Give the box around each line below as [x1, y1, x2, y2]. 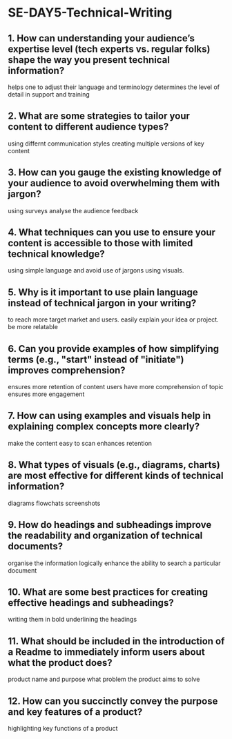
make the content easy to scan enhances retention [8, 439, 153, 447]
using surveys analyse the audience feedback [8, 206, 139, 215]
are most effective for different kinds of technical [8, 470, 224, 482]
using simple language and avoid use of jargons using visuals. [8, 266, 184, 275]
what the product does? [8, 657, 113, 669]
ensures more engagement [8, 390, 85, 398]
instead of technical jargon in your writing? [8, 297, 197, 308]
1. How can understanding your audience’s [8, 32, 195, 44]
